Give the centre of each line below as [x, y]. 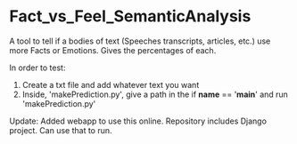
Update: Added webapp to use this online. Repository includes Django [138, 121]
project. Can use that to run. [61, 130]
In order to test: [37, 68]
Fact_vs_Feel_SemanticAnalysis [130, 16]
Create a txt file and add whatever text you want [111, 84]
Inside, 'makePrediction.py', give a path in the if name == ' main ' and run [155, 94]
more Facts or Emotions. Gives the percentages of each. [113, 50]
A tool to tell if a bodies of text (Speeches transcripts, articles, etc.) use [140, 41]
